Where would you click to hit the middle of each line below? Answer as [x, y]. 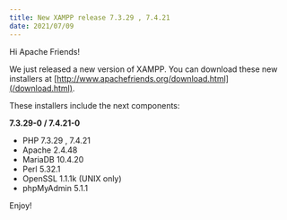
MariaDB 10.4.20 [53, 159]
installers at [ [33, 78]
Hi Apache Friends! [45, 51]
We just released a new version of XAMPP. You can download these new [143, 69]
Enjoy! [21, 205]
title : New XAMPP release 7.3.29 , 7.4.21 [90, 18]
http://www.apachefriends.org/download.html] [143, 78]
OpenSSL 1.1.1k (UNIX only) [72, 178]
